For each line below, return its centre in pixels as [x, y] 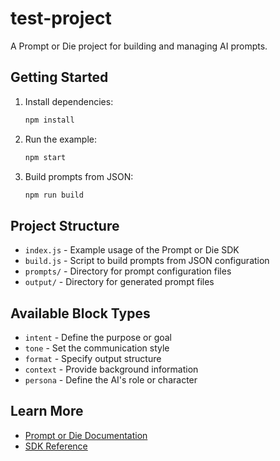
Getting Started [59, 77]
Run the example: [61, 139]
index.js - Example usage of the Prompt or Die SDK [132, 250]
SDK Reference [56, 446]
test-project [61, 18]
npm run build [54, 195]
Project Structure [65, 225]
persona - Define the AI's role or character [111, 380]
